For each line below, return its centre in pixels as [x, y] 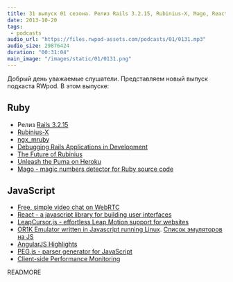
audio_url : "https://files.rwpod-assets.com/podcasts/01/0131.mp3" [107, 40]
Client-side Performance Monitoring [69, 259]
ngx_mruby [33, 139]
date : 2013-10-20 [32, 20]
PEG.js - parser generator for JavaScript [75, 251]
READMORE [24, 272]
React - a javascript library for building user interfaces [94, 215]
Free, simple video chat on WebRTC [68, 207]
